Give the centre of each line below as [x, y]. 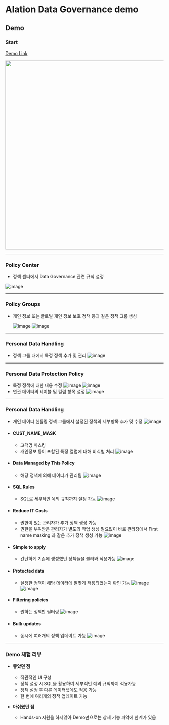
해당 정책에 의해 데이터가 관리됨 [51, 475]
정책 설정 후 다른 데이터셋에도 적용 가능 [58, 690]
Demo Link [16, 53]
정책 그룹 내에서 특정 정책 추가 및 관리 [49, 355]
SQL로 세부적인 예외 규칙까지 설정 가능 [58, 499]
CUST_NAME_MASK [34, 433]
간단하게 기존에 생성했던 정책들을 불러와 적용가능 [68, 559]
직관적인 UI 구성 [36, 677]
